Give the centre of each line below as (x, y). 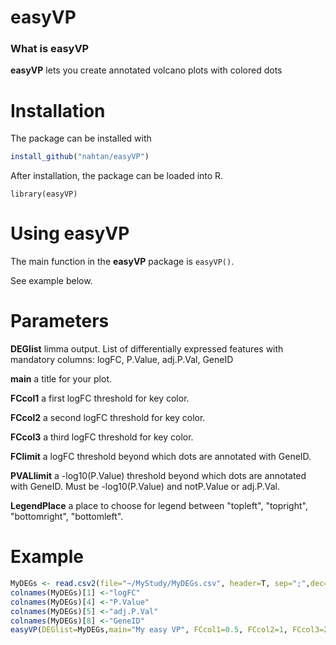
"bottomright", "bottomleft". (67, 517)
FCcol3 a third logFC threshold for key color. (102, 437)
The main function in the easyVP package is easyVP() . (122, 262)
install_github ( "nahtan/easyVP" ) (80, 157)
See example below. (51, 281)
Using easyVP (70, 233)
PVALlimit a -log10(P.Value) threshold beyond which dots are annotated (158, 476)
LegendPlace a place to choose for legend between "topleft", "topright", (159, 506)
